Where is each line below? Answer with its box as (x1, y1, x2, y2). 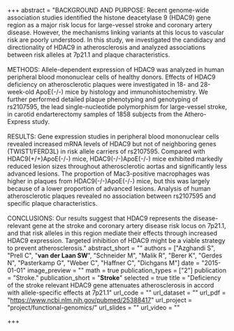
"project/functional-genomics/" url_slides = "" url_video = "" (7, 304, 180, 311)
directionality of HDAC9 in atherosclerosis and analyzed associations (7, 43, 206, 51)
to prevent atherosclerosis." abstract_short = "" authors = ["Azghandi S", (7, 244, 215, 252)
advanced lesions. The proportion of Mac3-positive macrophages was (7, 169, 210, 178)
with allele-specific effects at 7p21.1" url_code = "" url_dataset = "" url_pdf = (7, 288, 226, 297)
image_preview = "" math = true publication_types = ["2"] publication (27, 266, 227, 274)
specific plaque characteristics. (7, 199, 98, 207)
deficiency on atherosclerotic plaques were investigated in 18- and (7, 80, 199, 88)
